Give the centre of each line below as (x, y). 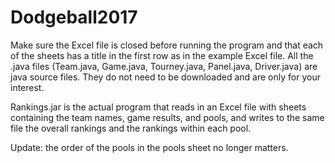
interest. (27, 87)
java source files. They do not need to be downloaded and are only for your (165, 77)
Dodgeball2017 (74, 17)
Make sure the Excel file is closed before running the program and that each (167, 45)
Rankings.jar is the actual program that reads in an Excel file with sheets (158, 107)
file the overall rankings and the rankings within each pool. (131, 128)
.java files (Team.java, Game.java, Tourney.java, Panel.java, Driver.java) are (164, 66)
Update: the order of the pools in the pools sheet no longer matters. (149, 147)
